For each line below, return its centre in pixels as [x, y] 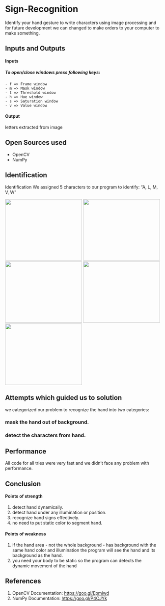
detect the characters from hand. [45, 435]
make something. [23, 33]
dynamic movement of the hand [44, 566]
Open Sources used [36, 143]
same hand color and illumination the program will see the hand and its [84, 550]
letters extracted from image [34, 127]
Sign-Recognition [42, 9]
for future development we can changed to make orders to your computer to [82, 27]
